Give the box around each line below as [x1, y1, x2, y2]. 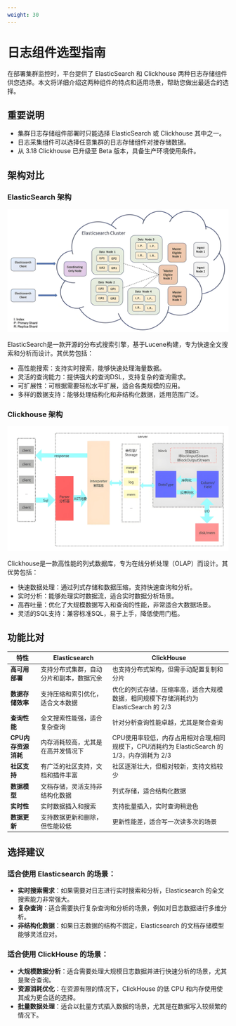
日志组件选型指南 [7, 44, 107, 60]
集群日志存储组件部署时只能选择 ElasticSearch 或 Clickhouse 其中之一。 [17, 129, 226, 138]
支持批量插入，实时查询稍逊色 [112, 801, 199, 810]
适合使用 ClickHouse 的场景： [7, 949, 109, 959]
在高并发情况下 [41, 747, 84, 755]
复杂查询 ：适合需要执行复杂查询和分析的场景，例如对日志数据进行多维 [17, 904, 221, 912]
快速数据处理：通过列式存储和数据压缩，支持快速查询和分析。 [17, 583, 197, 591]
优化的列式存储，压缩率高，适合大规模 [112, 685, 223, 693]
